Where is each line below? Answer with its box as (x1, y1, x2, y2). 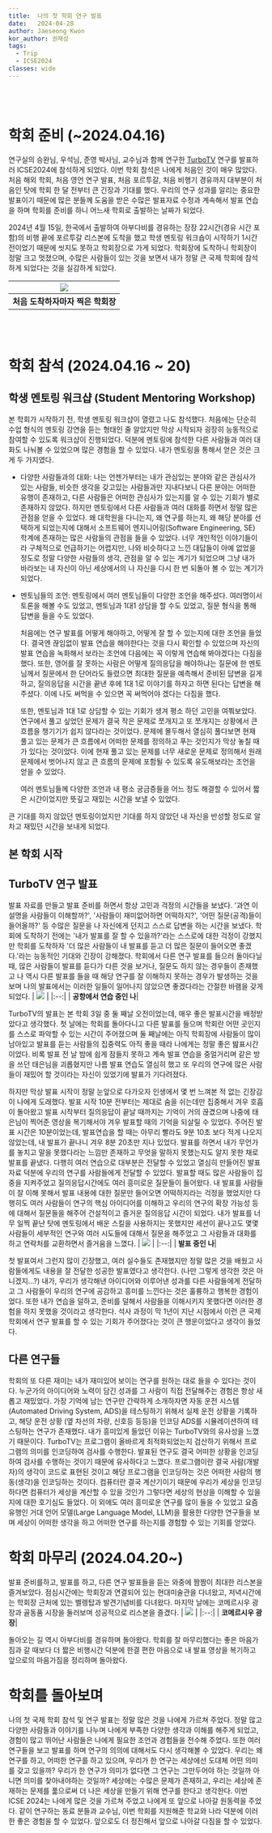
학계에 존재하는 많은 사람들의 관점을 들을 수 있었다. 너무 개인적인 (19, 532, 223, 543)
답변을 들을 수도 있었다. (19, 611, 95, 620)
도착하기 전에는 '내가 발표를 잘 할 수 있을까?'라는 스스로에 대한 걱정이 (23, 931, 241, 940)
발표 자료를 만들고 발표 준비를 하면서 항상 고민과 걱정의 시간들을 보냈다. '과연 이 (8, 900, 259, 910)
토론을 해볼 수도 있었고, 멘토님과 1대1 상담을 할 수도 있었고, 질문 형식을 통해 (19, 600, 257, 610)
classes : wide (8, 65, 57, 73)
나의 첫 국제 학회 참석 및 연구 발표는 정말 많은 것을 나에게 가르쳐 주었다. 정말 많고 (8, 1715, 263, 1724)
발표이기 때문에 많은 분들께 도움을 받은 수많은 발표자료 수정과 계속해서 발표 (8, 195, 244, 205)
